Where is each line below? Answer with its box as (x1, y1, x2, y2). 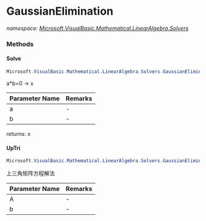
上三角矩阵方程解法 (6, 170, 55, 177)
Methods (6, 40, 34, 48)
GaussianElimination (6, 4, 113, 18)
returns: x (6, 130, 31, 137)
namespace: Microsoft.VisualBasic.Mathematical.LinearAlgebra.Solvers (6, 24, 189, 32)
